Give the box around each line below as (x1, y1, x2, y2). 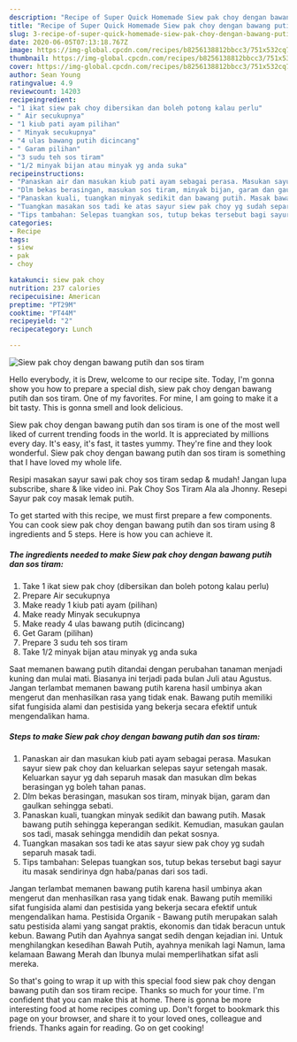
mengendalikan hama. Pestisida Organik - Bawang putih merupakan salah (9, 911, 278, 922)
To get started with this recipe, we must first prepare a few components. (9, 510, 272, 520)
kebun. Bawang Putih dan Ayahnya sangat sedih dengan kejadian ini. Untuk (9, 930, 284, 940)
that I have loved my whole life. (9, 457, 122, 467)
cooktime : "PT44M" (9, 309, 77, 318)
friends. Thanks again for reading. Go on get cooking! (9, 1023, 205, 1033)
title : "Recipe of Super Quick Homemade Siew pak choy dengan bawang (9, 21, 271, 30)
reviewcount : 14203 (9, 87, 81, 96)
